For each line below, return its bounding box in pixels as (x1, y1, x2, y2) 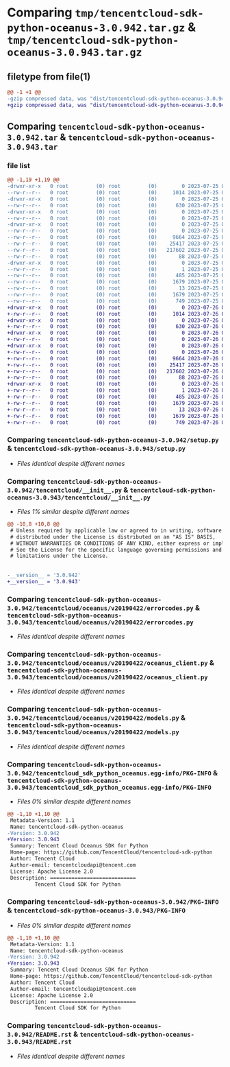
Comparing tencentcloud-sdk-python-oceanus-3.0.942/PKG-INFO (7, 897, 219, 906)
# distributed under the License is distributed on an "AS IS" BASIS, (10, 533, 216, 540)
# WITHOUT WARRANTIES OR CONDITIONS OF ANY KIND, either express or (10, 540, 210, 547)
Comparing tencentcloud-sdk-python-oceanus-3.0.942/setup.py (7, 435, 219, 445)
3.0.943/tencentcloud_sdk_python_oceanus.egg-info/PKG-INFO (7, 784, 212, 791)
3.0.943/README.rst (7, 1038, 72, 1046)
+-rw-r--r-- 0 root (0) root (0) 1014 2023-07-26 (7, 310, 219, 317)
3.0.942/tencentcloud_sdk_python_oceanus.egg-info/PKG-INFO (7, 769, 212, 777)
